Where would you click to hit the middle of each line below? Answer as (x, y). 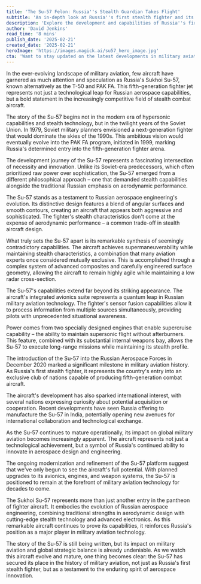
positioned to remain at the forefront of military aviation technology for (93, 482)
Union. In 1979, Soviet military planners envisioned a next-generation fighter (100, 129)
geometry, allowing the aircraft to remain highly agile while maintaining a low (100, 273)
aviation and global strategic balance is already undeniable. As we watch (96, 550)
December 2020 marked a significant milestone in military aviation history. (98, 364)
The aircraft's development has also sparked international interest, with (94, 395)
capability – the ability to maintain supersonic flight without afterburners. (96, 334)
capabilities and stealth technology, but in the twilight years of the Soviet (96, 123)
